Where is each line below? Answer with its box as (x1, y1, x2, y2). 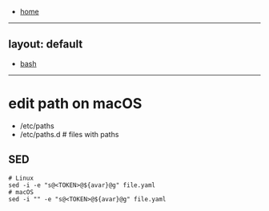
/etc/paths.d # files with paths (19, 129, 119, 139)
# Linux (8, 174, 34, 182)
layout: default (8, 38, 83, 51)
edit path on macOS (8, 95, 143, 112)
